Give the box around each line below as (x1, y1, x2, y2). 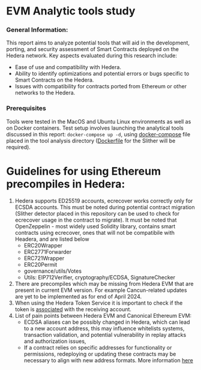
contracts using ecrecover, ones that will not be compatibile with (14, 229, 175, 236)
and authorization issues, (23, 338, 86, 345)
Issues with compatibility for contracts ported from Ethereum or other (14, 83, 187, 90)
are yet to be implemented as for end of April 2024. (14, 293, 142, 300)
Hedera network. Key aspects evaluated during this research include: (6, 52, 177, 59)
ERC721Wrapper (23, 254, 65, 262)
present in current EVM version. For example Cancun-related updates (14, 287, 187, 294)
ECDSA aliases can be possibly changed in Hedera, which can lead (23, 318, 190, 326)
